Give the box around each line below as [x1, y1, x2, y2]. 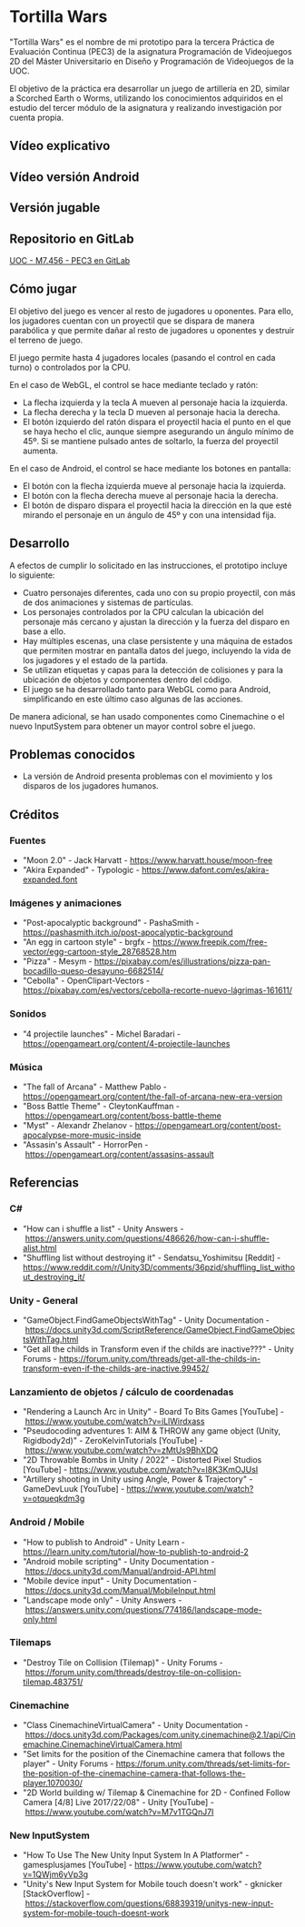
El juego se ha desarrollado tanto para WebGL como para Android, [22, 683, 271, 694]
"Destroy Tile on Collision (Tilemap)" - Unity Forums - [22, 1656, 224, 1668]
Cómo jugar [9, 282, 77, 297]
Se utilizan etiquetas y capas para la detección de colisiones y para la [22, 664, 284, 675]
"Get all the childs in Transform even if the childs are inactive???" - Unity [22, 1343, 295, 1355]
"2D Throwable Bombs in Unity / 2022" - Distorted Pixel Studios [22, 1455, 262, 1465]
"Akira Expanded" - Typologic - [22, 865, 141, 876]
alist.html [22, 1242, 57, 1253]
